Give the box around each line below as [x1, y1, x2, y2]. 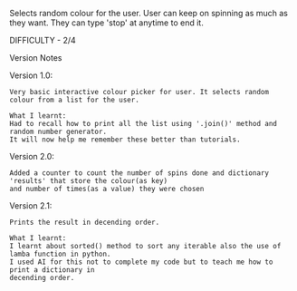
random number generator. [9, 127, 107, 136]
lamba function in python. [9, 249, 111, 258]
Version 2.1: [9, 200, 53, 211]
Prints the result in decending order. [9, 218, 160, 227]
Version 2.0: [9, 151, 54, 161]
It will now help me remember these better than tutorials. [9, 135, 242, 144]
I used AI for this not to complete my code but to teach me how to [9, 257, 273, 267]
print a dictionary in [9, 266, 95, 275]
